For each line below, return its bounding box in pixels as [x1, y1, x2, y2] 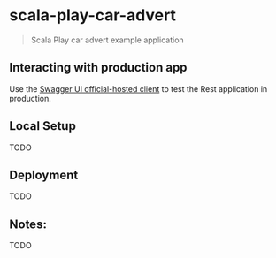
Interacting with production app [9, 60, 188, 75]
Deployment [9, 167, 79, 182]
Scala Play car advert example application [30, 34, 184, 45]
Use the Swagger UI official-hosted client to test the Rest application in [9, 83, 268, 94]
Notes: [9, 216, 47, 231]
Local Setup [9, 118, 77, 133]
